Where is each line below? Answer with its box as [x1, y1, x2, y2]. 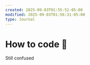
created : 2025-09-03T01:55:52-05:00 [5, 7, 83, 13]
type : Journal [5, 17, 36, 22]
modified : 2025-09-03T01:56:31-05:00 [5, 12, 85, 17]
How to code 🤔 [5, 38, 68, 50]
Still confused [5, 55, 34, 61]
